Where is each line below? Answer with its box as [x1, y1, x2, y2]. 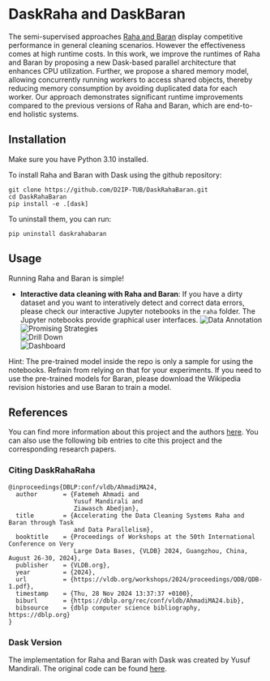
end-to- [226, 101, 253, 110]
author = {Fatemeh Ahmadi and [15, 490, 139, 499]
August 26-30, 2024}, [8, 554, 82, 562]
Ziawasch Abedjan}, [73, 504, 139, 512]
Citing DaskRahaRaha [8, 465, 96, 476]
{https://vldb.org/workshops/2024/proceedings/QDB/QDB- [70, 575, 264, 584]
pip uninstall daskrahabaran [8, 229, 107, 238]
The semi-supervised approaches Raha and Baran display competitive [8, 32, 243, 41]
